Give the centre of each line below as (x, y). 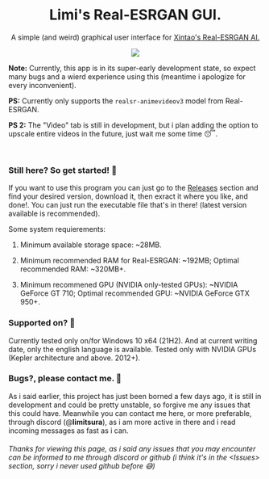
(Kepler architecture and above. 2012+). (74, 358)
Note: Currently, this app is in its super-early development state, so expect (132, 68)
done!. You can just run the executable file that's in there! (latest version (128, 205)
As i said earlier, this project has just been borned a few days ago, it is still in (135, 396)
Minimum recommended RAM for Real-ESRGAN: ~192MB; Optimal (130, 261)
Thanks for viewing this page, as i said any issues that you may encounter (132, 449)
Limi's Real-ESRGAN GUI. (135, 15)
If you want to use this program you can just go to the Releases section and (134, 188)
